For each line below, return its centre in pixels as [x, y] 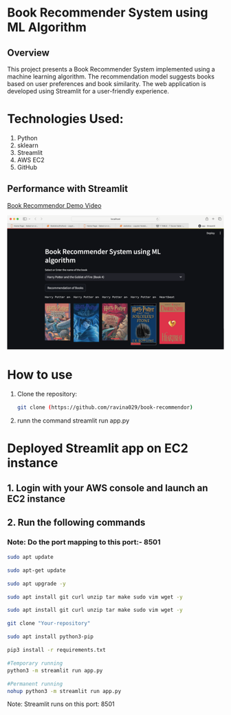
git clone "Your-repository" [49, 623]
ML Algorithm [47, 27]
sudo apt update [30, 557]
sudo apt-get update [37, 570]
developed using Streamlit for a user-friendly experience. [88, 91]
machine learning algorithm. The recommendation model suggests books [111, 76]
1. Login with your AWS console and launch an [108, 488]
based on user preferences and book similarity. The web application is [107, 84]
